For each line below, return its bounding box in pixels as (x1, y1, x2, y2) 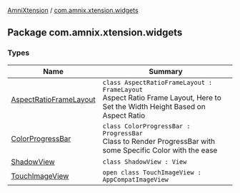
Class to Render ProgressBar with (102, 136, 216, 146)
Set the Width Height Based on (102, 101, 206, 111)
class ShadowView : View (102, 157, 187, 166)
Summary (149, 66, 184, 76)
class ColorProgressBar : (102, 122, 191, 130)
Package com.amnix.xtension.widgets (7, 26, 183, 38)
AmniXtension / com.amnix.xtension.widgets (7, 6, 139, 14)
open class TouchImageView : (102, 168, 201, 177)
